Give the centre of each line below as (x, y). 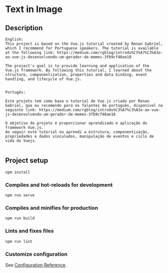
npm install (18, 172)
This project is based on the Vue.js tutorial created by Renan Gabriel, (84, 44)
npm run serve (20, 195)
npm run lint (19, 241)
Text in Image (34, 9)
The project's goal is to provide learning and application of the (77, 66)
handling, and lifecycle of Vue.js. (44, 79)
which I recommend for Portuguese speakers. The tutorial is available (82, 48)
